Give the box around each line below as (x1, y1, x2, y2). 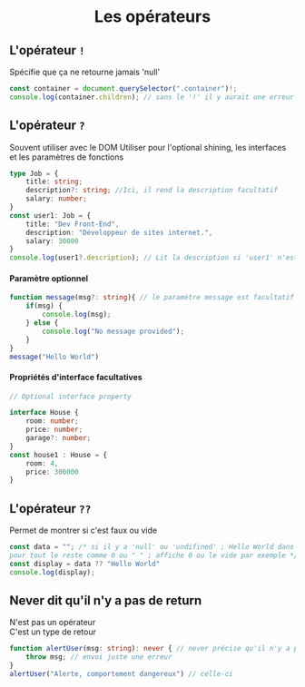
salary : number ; (25, 194, 88, 203)
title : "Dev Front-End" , (25, 220, 120, 229)
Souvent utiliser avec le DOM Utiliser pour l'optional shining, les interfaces (9, 142, 287, 152)
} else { (25, 319, 59, 328)
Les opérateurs (93, 6, 212, 27)
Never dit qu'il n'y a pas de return (9, 593, 202, 609)
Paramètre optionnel (9, 272, 89, 283)
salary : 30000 (25, 236, 79, 246)
